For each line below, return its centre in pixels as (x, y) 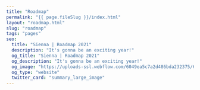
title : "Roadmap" (28, 12)
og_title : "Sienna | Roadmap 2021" (56, 56)
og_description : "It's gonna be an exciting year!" (77, 61)
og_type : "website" (36, 72)
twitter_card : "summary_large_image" (58, 78)
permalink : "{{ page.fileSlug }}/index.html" (63, 17)
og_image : (24, 67)
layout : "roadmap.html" (36, 22)
